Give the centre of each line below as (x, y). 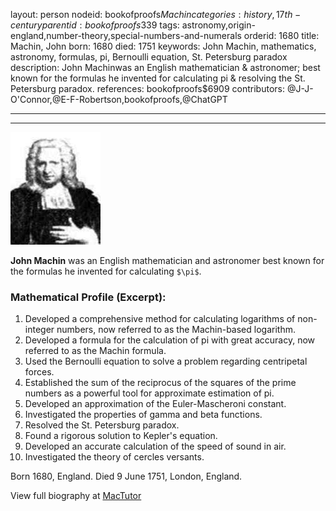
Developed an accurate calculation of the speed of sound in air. (155, 446)
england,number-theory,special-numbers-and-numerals (126, 35)
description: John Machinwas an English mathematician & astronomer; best (165, 67)
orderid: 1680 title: (281, 35)
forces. (39, 372)
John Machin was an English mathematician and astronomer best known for (167, 260)
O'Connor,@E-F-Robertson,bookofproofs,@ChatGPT (119, 99)
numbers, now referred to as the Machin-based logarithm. (176, 330)
